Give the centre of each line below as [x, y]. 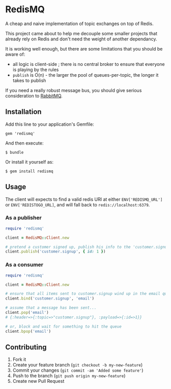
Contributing [26, 347]
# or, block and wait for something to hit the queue [64, 326]
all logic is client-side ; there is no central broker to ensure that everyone [89, 64]
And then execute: [24, 143]
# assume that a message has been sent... [51, 308]
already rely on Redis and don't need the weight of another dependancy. [81, 39]
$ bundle [15, 152]
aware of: [15, 54]
